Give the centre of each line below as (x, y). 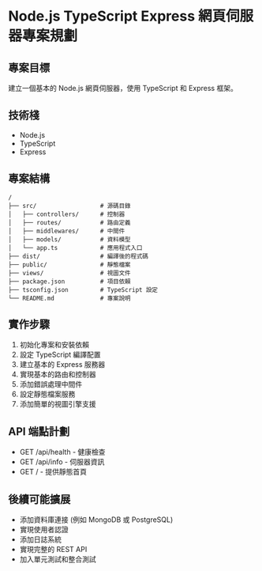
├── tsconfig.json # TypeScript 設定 (83, 289)
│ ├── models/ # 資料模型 (70, 239)
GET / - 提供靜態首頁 (53, 472)
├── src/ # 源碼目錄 (70, 206)
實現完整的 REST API (53, 550)
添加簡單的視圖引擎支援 (58, 404)
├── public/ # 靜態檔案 (70, 265)
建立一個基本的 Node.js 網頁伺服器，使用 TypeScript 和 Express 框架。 (123, 88)
